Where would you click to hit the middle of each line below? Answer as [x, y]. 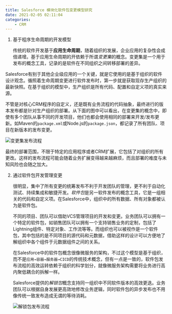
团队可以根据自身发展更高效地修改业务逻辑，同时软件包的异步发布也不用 [89, 289]
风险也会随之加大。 [30, 164]
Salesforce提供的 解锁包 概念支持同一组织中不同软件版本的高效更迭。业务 [89, 283]
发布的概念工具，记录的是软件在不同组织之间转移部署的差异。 [78, 63]
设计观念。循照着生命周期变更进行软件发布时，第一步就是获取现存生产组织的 [86, 80]
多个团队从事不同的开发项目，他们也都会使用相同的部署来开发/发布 [84, 117]
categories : [18, 19]
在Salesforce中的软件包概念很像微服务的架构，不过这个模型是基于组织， [89, 253]
